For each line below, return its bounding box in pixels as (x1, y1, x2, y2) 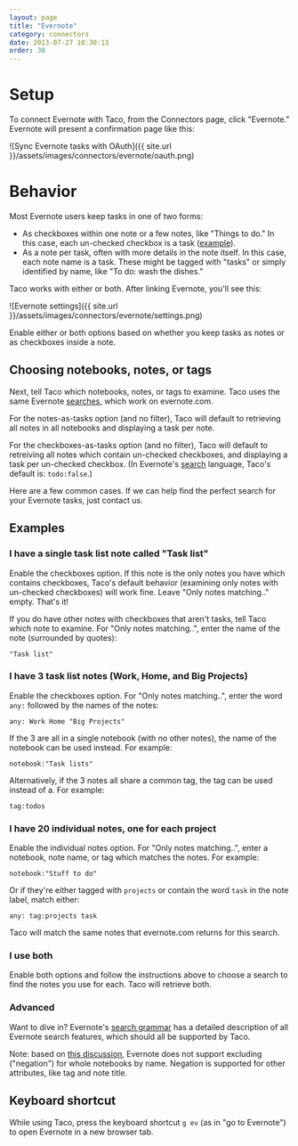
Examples (9, 520, 65, 536)
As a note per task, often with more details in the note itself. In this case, (21, 247, 287, 258)
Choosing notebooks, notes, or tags (9, 363, 212, 378)
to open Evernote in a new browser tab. (9, 1126, 154, 1137)
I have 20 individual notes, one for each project (9, 822, 216, 834)
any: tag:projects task (9, 912, 98, 921)
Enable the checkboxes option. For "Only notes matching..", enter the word (9, 690, 283, 700)
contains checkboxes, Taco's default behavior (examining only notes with (9, 577, 278, 588)
